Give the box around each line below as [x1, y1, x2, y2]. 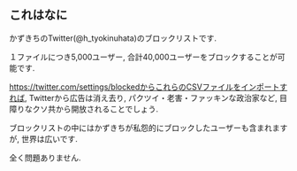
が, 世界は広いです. [9, 133, 78, 144]
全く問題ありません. [9, 152, 81, 163]
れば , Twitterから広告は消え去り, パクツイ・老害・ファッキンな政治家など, [9, 92, 278, 103]
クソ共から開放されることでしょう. [32, 104, 159, 114]
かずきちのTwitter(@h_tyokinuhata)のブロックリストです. [9, 33, 217, 43]
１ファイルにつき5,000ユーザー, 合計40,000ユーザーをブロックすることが [9, 51, 278, 62]
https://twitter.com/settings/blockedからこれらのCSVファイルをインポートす [9, 82, 288, 92]
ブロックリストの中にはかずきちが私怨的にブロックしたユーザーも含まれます [9, 122, 288, 133]
